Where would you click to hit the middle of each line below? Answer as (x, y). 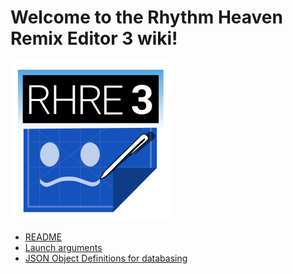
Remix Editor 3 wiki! (94, 38)
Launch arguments (63, 247)
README (43, 237)
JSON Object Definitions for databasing (106, 258)
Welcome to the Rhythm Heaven (146, 17)
